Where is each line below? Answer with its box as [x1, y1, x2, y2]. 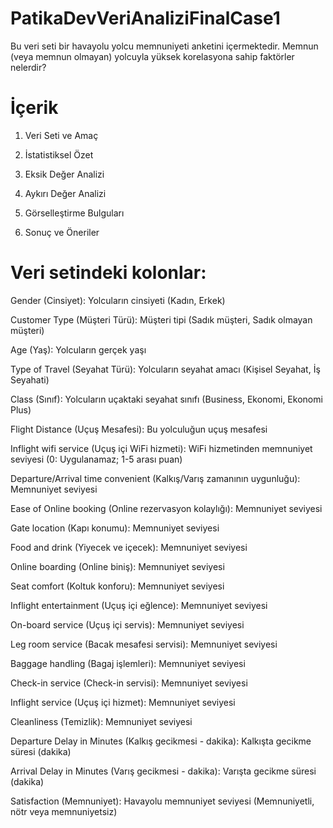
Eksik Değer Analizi [24, 168, 105, 180]
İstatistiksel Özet [24, 148, 94, 161]
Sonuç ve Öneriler [24, 226, 100, 238]
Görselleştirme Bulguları [24, 207, 125, 219]
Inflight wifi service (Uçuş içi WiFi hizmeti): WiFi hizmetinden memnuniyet [10, 442, 313, 454]
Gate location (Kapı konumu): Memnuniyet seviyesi [10, 522, 220, 534]
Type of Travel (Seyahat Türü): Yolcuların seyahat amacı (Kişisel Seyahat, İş [10, 363, 321, 375]
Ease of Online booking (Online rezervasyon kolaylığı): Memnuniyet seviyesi [10, 502, 323, 514]
